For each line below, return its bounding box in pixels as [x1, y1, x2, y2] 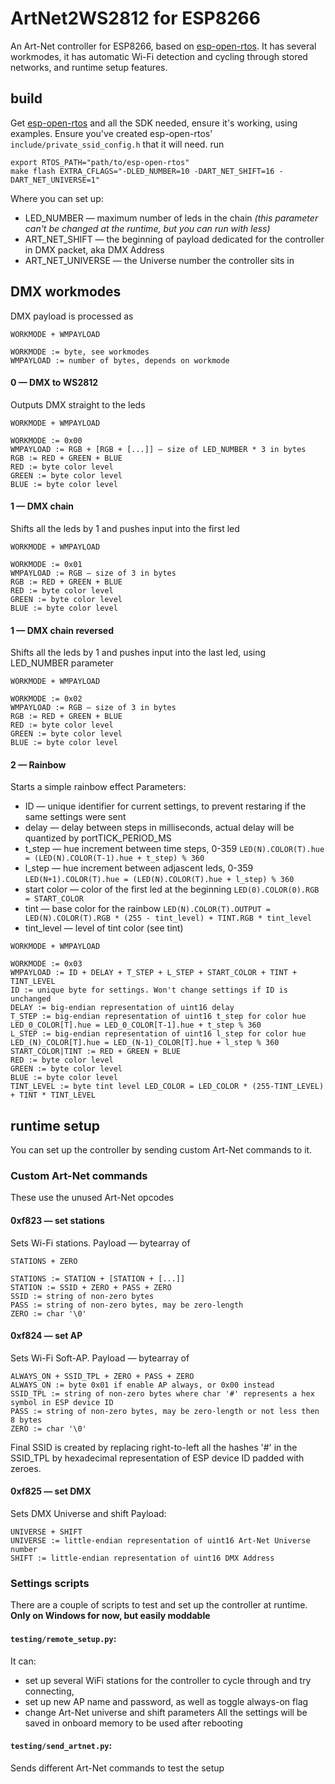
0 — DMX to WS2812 [10, 377, 99, 389]
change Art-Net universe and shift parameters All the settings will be [24, 1706, 308, 1718]
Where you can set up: [10, 192, 104, 204]
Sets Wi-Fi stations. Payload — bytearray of [10, 1237, 191, 1249]
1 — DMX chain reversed [10, 624, 115, 636]
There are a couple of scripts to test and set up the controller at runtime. [10, 1599, 308, 1611]
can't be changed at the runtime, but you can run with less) [24, 222, 271, 234]
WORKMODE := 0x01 [10, 559, 83, 569]
